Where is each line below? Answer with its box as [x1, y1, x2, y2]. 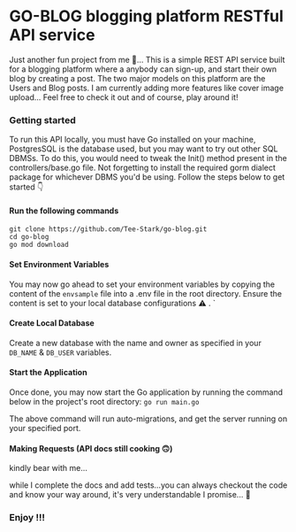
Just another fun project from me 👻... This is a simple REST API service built [9, 54, 285, 65]
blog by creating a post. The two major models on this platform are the [9, 73, 266, 83]
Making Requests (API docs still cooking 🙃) [9, 443, 173, 453]
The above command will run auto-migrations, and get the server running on [9, 413, 288, 424]
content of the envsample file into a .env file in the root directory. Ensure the [9, 288, 283, 298]
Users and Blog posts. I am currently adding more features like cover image [9, 82, 285, 93]
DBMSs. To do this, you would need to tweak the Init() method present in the [9, 153, 287, 164]
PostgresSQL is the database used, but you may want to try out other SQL [9, 143, 278, 154]
